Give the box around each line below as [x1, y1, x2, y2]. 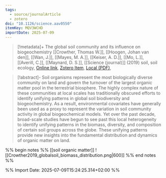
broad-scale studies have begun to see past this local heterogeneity [17, 117, 157, 122]
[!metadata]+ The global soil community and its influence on [17, 44, 141, 49]
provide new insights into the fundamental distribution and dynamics [17, 132, 158, 138]
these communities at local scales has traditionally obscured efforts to [17, 90, 161, 96]
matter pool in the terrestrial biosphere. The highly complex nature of [17, 85, 159, 90]
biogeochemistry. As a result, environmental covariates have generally [17, 101, 161, 106]
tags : [5, 7, 16, 12]
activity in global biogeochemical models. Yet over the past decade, [17, 111, 156, 117]
